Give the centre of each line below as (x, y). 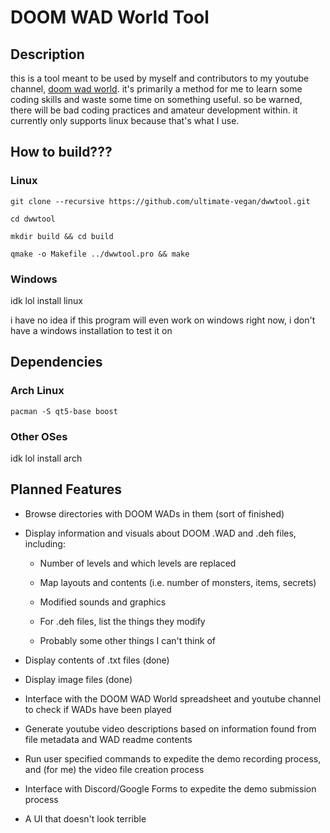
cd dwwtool (33, 219)
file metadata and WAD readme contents (108, 739)
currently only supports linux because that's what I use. (125, 120)
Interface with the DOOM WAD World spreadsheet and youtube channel (173, 698)
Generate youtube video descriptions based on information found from (170, 728)
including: (45, 543)
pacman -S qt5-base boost (64, 411)
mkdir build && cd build (62, 236)
